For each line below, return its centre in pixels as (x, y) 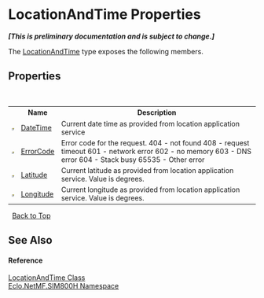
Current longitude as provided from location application (150, 189)
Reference (26, 260)
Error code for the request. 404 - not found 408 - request (155, 142)
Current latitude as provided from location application (147, 170)
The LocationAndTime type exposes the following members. (106, 51)
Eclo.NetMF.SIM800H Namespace (64, 286)
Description (157, 112)
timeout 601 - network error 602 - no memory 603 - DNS (156, 151)
